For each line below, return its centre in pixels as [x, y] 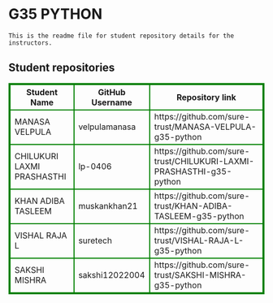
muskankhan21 [108, 206]
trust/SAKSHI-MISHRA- [200, 275]
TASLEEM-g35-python [199, 216]
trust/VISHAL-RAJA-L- [199, 240]
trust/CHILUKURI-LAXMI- [204, 161]
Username [112, 102]
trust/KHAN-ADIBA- [193, 206]
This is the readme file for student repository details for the [121, 36]
